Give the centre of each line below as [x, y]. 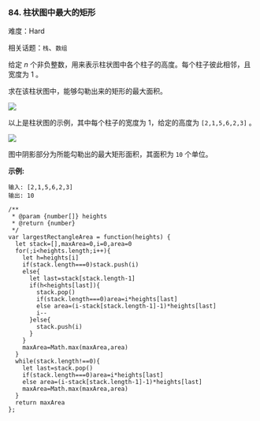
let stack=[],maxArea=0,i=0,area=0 [74, 244]
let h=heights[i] [51, 258]
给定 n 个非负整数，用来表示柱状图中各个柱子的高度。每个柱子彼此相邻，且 [130, 65]
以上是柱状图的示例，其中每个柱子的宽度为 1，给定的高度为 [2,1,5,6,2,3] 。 [132, 123]
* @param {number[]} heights [59, 217]
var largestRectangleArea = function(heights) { [89, 237]
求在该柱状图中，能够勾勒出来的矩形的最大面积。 [87, 91]
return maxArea [40, 403]
